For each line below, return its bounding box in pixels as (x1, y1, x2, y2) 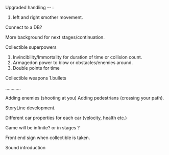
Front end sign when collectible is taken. (5, 134, 90, 141)
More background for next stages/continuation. (5, 34, 105, 40)
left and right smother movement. (12, 14, 83, 20)
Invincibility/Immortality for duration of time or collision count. (12, 54, 142, 60)
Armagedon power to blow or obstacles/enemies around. (12, 60, 133, 66)
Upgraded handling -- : (5, 5, 54, 10)
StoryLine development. (5, 105, 56, 111)
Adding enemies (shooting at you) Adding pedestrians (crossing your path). (5, 95, 164, 101)
